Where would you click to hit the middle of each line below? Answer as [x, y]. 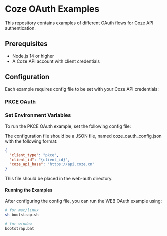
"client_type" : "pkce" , [34, 155]
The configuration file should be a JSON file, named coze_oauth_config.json [83, 136]
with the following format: [31, 141]
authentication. [21, 28]
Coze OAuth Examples [52, 9]
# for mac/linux [22, 210]
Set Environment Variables [38, 115]
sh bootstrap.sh [22, 215]
